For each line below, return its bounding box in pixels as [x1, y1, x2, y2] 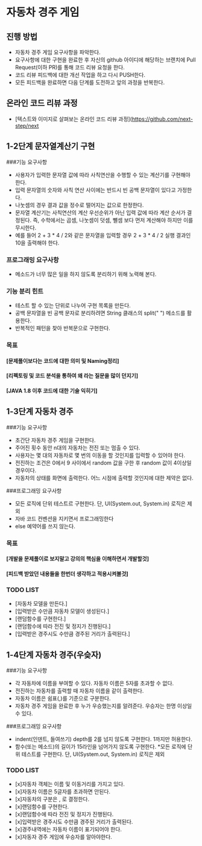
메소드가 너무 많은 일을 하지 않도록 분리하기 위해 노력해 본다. [14, 270, 157, 278]
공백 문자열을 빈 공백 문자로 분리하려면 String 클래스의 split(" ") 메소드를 [14, 309, 186, 317]
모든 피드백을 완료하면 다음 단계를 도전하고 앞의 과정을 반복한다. [14, 79, 165, 86]
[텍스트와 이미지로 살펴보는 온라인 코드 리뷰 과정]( [14, 115, 133, 123]
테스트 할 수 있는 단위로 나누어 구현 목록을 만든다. [14, 302, 131, 309]
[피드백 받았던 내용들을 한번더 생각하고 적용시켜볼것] [6, 570, 128, 577]
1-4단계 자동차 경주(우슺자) [6, 650, 102, 660]
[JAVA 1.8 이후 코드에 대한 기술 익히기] [6, 387, 98, 394]
